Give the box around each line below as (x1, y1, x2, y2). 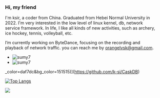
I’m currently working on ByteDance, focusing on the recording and (5, 40, 140, 46)
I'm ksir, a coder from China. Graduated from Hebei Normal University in (5, 15, 150, 21)
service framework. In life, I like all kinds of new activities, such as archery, (5, 25, 155, 31)
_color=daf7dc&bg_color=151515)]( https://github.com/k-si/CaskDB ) (5, 69, 140, 75)
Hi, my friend (5, 4, 37, 11)
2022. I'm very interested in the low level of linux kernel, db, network (5, 20, 143, 26)
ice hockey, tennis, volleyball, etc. (5, 31, 73, 36)
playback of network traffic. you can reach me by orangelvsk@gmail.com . (5, 45, 154, 51)
